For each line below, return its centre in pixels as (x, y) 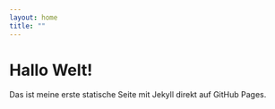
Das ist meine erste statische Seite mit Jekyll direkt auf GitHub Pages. (138, 95)
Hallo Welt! (51, 70)
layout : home (34, 17)
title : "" (28, 26)
